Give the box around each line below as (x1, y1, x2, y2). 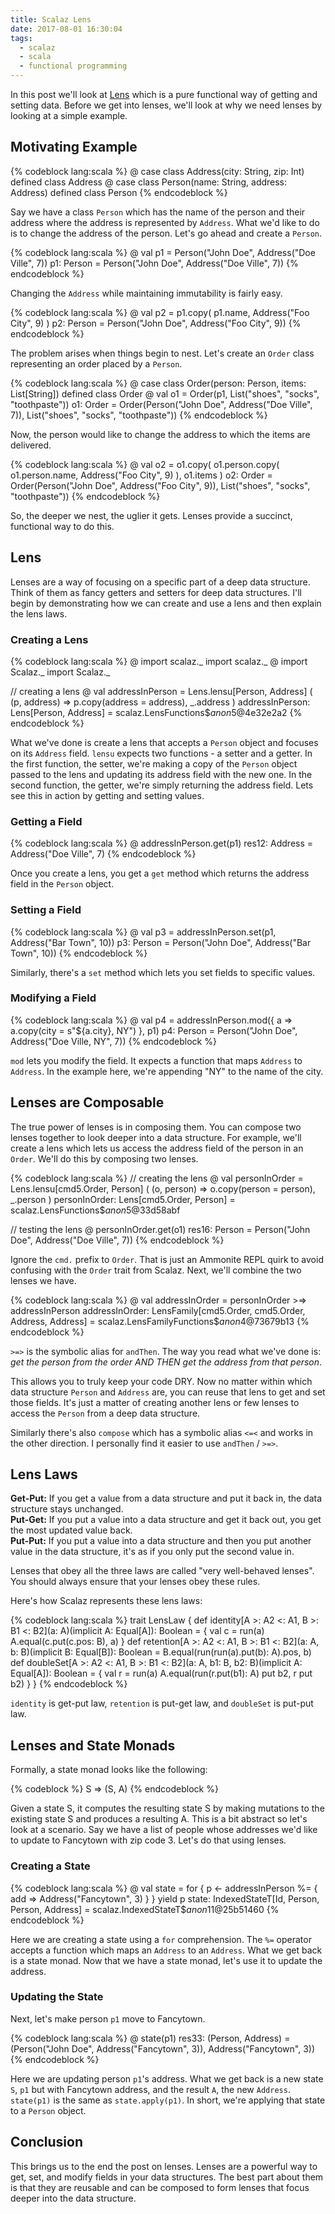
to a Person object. (10, 2104, 87, 2116)
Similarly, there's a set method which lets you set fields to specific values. (10, 966, 316, 978)
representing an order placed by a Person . (10, 357, 183, 370)
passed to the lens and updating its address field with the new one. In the (10, 768, 313, 780)
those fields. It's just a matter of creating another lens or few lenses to (10, 1396, 300, 1408)
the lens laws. (10, 607, 68, 620)
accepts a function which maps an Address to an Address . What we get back (10, 1944, 323, 1956)
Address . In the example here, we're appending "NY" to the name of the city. (10, 1065, 324, 1077)
